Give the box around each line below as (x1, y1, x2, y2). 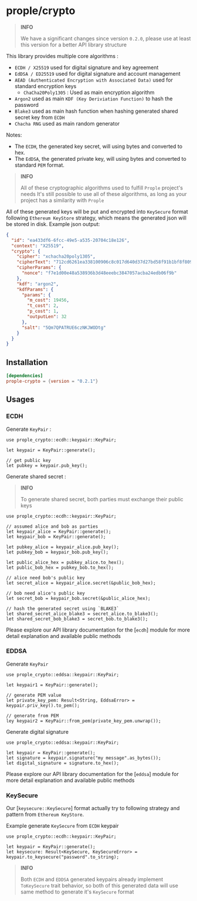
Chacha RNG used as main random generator (14, 120, 120, 127)
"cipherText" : (16, 259, 51, 265)
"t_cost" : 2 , (27, 303, 59, 309)
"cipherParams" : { (16, 265, 62, 271)
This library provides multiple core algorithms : (6, 52, 119, 59)
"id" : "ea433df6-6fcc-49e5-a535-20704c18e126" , (11, 237, 130, 243)
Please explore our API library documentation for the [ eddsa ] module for (6, 770, 179, 777)
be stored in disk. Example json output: (6, 220, 100, 227)
